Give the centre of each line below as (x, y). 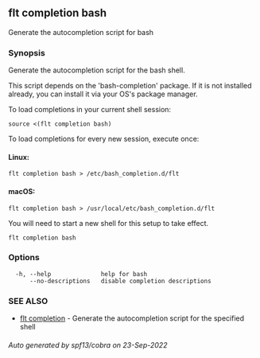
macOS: (22, 191)
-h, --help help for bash (81, 274)
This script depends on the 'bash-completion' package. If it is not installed (130, 86)
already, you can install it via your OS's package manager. (103, 94)
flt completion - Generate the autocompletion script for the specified (132, 318)
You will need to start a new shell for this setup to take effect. (109, 223)
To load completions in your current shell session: (90, 110)
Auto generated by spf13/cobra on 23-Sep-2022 (88, 344)
